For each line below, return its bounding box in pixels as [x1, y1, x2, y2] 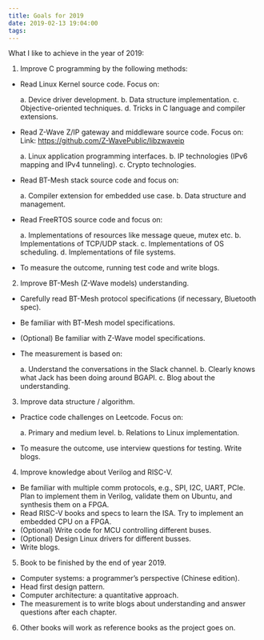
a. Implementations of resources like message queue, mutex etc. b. [19, 230, 242, 240]
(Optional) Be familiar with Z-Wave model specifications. [19, 334, 206, 343]
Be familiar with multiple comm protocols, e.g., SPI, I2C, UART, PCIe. [19, 483, 246, 493]
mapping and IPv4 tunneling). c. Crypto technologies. [19, 160, 197, 170]
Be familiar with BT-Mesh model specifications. [19, 318, 176, 328]
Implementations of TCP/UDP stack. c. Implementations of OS [19, 239, 224, 249]
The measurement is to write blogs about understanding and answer [19, 599, 246, 609]
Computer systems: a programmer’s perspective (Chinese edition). [19, 574, 240, 583]
